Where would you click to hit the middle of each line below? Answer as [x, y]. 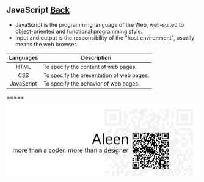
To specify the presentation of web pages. [96, 75]
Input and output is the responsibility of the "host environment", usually [105, 38]
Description [96, 58]
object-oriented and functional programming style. [79, 31]
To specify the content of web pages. [90, 67]
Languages [24, 58]
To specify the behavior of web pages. [91, 84]
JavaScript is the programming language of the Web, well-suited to [100, 24]
